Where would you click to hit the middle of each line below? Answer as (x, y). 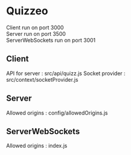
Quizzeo (27, 11)
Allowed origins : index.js (37, 146)
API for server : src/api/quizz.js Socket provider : (66, 73)
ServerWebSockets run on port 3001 (51, 40)
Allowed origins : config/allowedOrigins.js (57, 113)
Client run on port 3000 (35, 27)
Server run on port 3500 (36, 33)
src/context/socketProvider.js (42, 79)
